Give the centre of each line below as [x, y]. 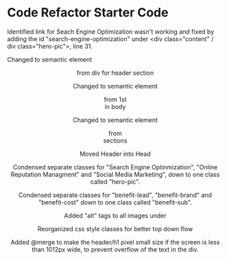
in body [115, 106]
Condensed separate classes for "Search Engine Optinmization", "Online [115, 167]
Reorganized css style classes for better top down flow [115, 228]
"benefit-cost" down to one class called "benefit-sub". [115, 202]
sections [115, 140]
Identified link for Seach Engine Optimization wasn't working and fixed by [111, 32]
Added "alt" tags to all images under [115, 215]
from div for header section [115, 73]
